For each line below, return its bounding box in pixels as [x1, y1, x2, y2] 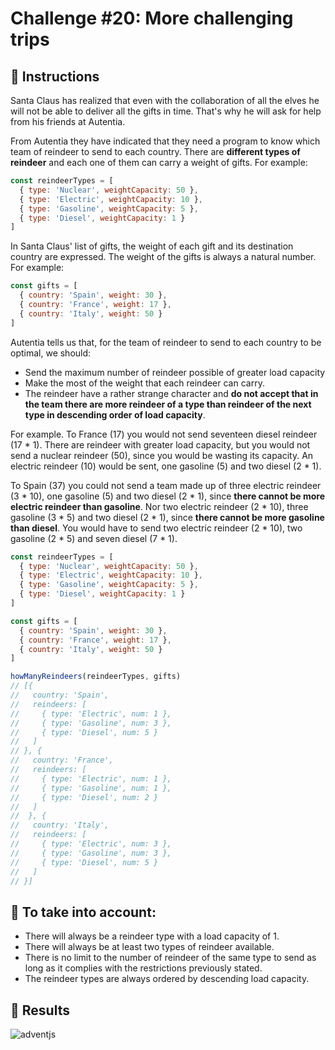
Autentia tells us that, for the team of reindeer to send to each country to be [10, 336, 322, 348]
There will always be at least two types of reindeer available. [24, 941, 275, 953]
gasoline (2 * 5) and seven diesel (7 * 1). [10, 532, 178, 544]
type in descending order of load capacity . [24, 408, 206, 421]
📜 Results [10, 1002, 70, 1019]
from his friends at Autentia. [10, 116, 126, 127]
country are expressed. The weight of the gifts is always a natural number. [10, 251, 317, 263]
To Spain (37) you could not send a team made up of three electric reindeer [10, 479, 322, 491]
